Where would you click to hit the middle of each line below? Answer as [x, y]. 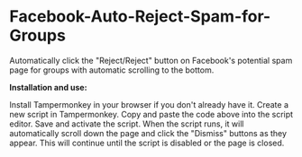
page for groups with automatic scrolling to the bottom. [112, 70]
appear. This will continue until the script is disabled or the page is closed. [147, 143]
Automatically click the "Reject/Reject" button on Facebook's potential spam [151, 60]
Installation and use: [48, 87]
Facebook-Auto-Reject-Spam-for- [140, 17]
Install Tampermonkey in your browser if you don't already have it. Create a [149, 104]
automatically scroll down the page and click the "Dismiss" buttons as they [148, 133]
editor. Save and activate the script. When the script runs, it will [127, 124]
